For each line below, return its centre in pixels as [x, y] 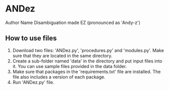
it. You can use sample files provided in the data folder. [70, 66]
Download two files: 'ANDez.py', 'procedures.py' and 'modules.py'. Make [88, 50]
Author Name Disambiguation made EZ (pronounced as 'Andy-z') [73, 22]
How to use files [31, 38]
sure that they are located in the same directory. [62, 55]
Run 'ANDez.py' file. [33, 82]
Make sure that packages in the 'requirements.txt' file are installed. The [87, 71]
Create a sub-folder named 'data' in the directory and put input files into [87, 61]
